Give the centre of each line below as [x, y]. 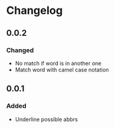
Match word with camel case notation [62, 70]
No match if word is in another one [58, 63]
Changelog [34, 11]
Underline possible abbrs [46, 119]
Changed [20, 50]
